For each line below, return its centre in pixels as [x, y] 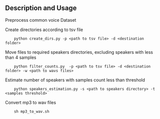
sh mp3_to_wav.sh [32, 111]
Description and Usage [41, 8]
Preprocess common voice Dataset [41, 20]
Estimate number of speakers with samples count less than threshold [75, 80]
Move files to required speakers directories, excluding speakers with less [79, 52]
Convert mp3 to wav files [31, 102]
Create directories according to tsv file [44, 30]
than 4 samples [21, 57]
